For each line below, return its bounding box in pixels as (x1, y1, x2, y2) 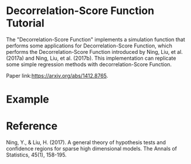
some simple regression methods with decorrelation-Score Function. (6, 60, 172, 68)
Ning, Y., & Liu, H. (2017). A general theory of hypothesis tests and (6, 139, 166, 146)
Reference (6, 119, 57, 133)
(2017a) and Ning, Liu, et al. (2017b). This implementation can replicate (6, 54, 176, 61)
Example (6, 93, 49, 106)
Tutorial (6, 16, 45, 30)
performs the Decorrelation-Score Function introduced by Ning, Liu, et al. (6, 48, 183, 55)
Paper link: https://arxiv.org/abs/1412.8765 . (6, 72, 108, 79)
